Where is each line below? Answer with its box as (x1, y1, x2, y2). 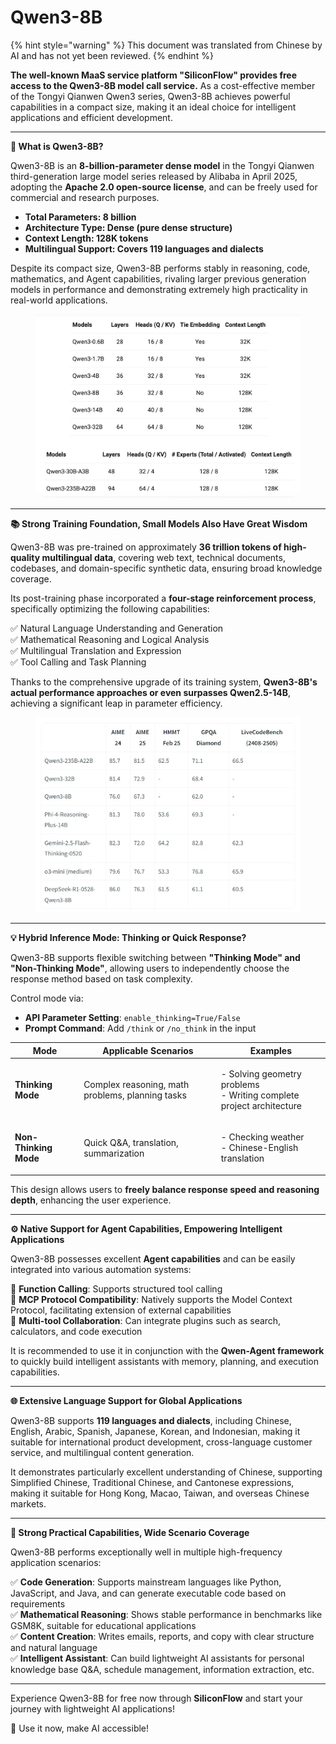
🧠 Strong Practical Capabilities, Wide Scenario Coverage (10, 1526, 250, 1538)
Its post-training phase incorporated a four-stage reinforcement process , (10, 592, 317, 605)
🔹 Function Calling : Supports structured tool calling (10, 1282, 223, 1295)
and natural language (10, 1641, 98, 1653)
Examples (249, 1044, 293, 1056)
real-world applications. (10, 294, 108, 306)
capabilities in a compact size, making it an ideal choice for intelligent (10, 101, 297, 113)
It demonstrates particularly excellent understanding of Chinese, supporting (10, 1466, 323, 1478)
